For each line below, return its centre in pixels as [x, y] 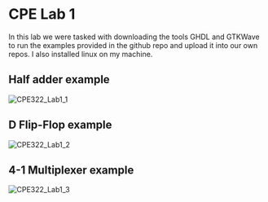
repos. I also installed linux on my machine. [81, 54]
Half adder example [59, 79]
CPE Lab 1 [42, 14]
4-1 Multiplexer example [71, 170]
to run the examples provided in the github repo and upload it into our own [133, 45]
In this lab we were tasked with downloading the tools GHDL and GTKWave [134, 37]
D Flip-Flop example [60, 125]
